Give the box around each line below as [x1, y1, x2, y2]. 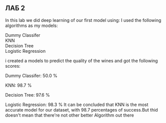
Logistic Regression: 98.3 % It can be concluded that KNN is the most [5, 102, 149, 108]
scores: [5, 63, 21, 69]
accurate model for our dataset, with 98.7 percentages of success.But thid [5, 107, 158, 113]
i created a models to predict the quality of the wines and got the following [5, 57, 158, 64]
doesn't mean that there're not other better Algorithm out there [5, 112, 134, 118]
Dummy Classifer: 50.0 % [5, 72, 58, 79]
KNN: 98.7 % [5, 82, 32, 88]
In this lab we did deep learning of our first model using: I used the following [5, 17, 162, 23]
